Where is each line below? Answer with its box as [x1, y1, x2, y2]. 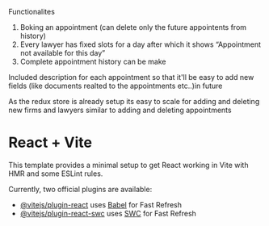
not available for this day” [19, 48, 106, 57]
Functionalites [8, 7, 55, 16]
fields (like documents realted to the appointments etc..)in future [8, 81, 223, 90]
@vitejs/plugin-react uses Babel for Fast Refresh [19, 199, 183, 209]
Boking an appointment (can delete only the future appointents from [19, 23, 247, 31]
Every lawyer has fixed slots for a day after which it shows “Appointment [19, 40, 261, 49]
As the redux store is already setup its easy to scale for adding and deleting [8, 97, 260, 106]
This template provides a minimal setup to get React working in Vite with [8, 160, 249, 169]
